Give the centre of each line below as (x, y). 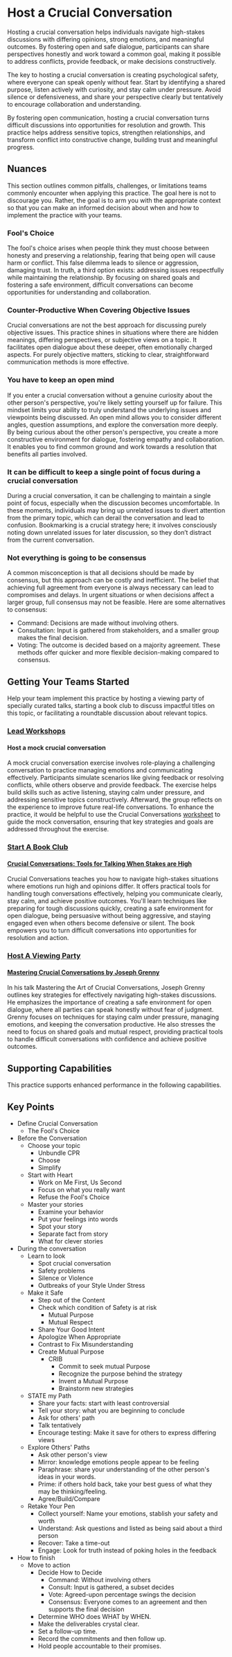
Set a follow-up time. (68, 1631)
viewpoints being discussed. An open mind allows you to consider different (114, 417)
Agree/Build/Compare (69, 1499)
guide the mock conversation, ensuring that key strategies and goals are (110, 822)
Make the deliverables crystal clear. (89, 1624)
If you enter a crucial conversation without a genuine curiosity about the (110, 395)
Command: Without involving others (99, 1580)
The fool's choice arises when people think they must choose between (108, 248)
